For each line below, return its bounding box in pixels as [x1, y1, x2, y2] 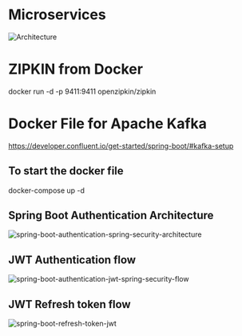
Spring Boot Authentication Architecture [8, 209, 214, 222]
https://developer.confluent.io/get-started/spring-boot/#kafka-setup [8, 141, 234, 150]
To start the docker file [8, 164, 124, 178]
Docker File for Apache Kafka [8, 114, 208, 133]
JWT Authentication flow [8, 253, 137, 266]
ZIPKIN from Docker [8, 60, 144, 78]
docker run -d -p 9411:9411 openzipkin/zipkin [8, 86, 157, 96]
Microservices [8, 6, 106, 24]
